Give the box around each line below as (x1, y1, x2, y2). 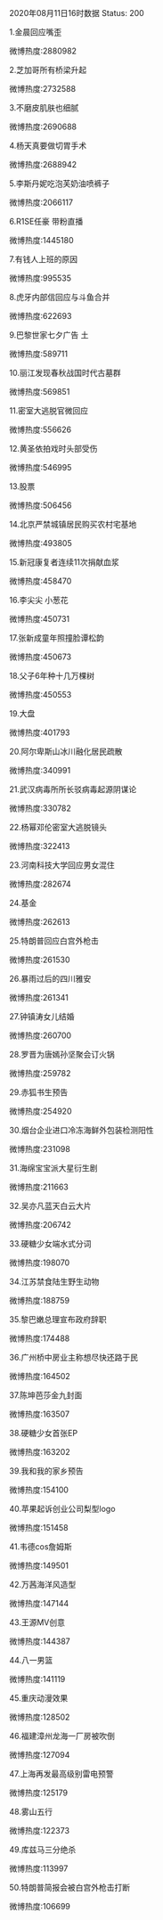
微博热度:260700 (9, 1030, 72, 1041)
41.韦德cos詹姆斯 (9, 1541, 73, 1552)
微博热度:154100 (9, 1484, 69, 1495)
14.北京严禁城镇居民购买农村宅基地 (9, 519, 137, 529)
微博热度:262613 (9, 917, 70, 927)
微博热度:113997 (9, 1863, 69, 1874)
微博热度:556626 (9, 424, 72, 435)
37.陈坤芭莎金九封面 (9, 1390, 83, 1401)
